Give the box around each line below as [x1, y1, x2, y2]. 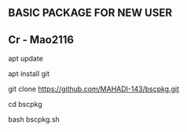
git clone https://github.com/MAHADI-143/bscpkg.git [8, 84, 179, 93]
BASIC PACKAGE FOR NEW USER [8, 6, 173, 20]
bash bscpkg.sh [8, 115, 60, 124]
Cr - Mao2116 [8, 33, 75, 46]
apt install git [8, 69, 49, 79]
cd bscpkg [8, 100, 42, 109]
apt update [8, 54, 43, 64]
